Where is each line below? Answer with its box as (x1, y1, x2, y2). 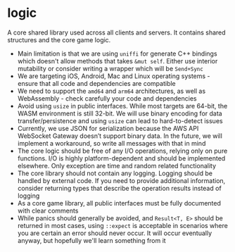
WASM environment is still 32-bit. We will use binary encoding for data (17, 109, 223, 118)
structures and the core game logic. (7, 35, 111, 44)
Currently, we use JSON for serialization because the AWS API (17, 124, 199, 132)
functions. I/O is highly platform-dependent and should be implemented (17, 153, 226, 163)
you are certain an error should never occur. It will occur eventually (17, 229, 212, 237)
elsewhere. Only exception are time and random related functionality (17, 161, 217, 170)
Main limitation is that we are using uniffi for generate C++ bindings (17, 49, 217, 58)
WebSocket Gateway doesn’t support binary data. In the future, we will (17, 132, 223, 140)
